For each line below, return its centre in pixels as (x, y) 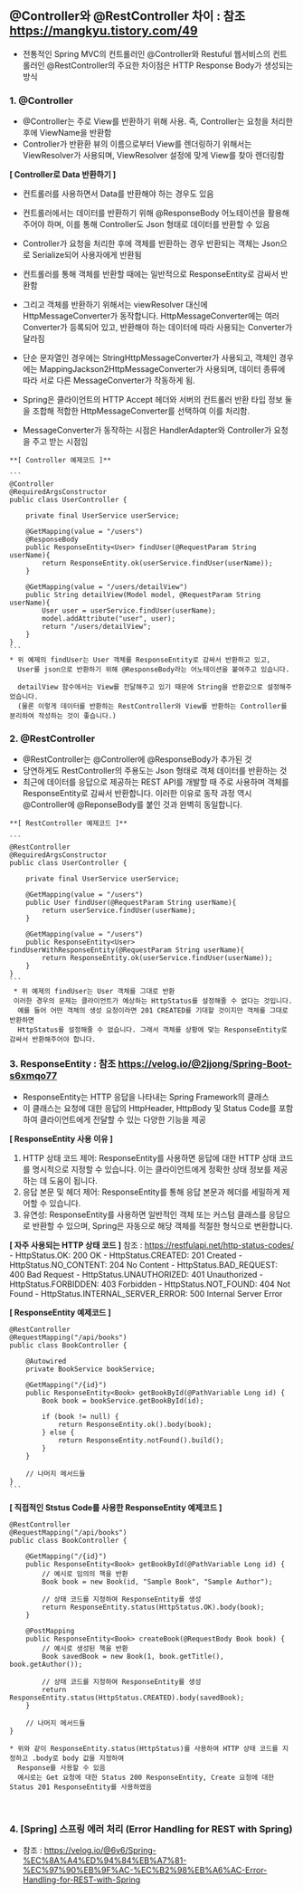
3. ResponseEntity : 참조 (62, 1064)
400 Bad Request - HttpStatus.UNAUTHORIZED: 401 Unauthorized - (137, 1274)
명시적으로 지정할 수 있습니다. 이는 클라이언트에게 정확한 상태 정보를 (151, 1169)
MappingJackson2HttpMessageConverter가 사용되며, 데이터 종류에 (162, 369)
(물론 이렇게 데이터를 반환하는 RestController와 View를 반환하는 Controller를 (152, 707)
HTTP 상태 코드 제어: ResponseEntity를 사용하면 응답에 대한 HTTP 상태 (150, 1157)
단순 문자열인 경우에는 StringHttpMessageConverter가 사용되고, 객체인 (150, 358)
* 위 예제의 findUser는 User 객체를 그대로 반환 (94, 992)
